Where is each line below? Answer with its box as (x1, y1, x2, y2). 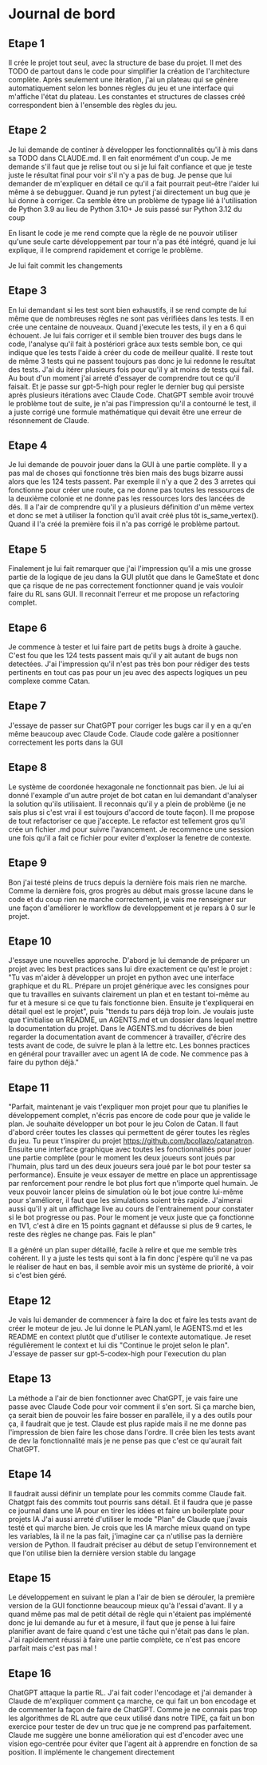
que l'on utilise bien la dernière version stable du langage (8, 1548, 197, 1558)
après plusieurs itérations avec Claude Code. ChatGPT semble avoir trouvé (8, 389, 254, 400)
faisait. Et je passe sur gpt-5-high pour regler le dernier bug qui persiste (8, 381, 245, 391)
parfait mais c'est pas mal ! (8, 1643, 97, 1653)
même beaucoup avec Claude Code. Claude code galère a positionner (8, 729, 239, 738)
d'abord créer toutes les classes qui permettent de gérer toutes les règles (8, 1128, 250, 1137)
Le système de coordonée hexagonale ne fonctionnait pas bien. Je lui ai (8, 781, 245, 792)
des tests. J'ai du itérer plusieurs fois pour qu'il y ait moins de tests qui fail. (8, 365, 254, 374)
